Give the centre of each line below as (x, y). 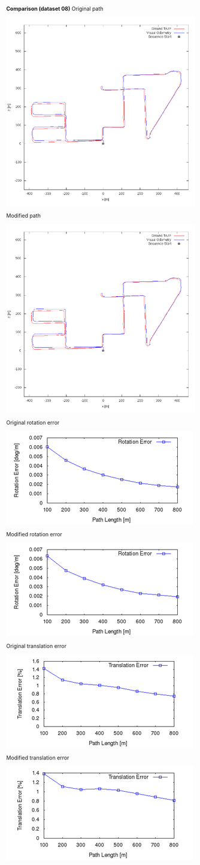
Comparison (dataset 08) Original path (55, 9)
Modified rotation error (34, 534)
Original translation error (37, 646)
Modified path (23, 216)
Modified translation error (38, 758)
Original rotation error (33, 423)
